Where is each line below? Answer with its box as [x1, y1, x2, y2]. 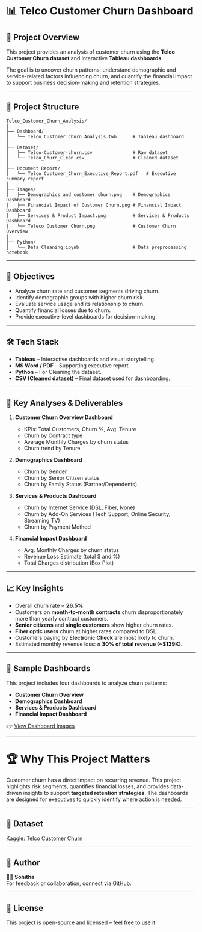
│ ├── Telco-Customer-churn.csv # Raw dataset [6, 149, 168, 156]
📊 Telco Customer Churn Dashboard [6, 4, 194, 18]
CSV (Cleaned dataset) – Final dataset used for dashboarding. [14, 375, 170, 382]
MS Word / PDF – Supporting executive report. [14, 362, 130, 369]
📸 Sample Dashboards [6, 663, 91, 673]
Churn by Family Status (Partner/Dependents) [23, 481, 138, 488]
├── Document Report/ [6, 165, 61, 171]
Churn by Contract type [23, 432, 83, 439]
